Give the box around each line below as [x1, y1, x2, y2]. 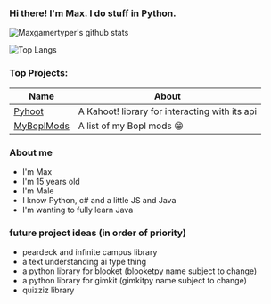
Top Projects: [9, 67, 69, 79]
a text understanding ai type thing [21, 257, 147, 267]
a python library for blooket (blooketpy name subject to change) [21, 266, 258, 276]
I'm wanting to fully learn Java [21, 204, 134, 215]
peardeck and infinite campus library [21, 247, 158, 258]
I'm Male [21, 185, 55, 196]
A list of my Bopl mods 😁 [78, 119, 185, 132]
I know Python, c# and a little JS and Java [21, 194, 177, 205]
